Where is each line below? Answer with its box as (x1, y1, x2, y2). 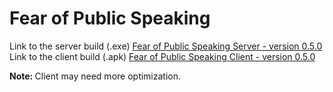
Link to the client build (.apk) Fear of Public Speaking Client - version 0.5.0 (9, 50, 316, 62)
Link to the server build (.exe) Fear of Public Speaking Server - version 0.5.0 (9, 40, 323, 52)
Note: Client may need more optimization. (9, 70, 182, 82)
